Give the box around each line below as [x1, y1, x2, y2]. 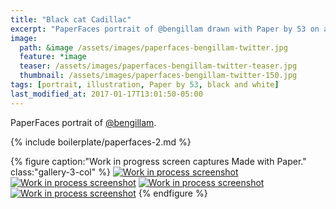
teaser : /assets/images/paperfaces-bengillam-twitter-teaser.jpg [19, 61, 298, 71]
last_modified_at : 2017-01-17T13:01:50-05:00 [10, 89, 203, 99]
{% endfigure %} [138, 187, 208, 199]
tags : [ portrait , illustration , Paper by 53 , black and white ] [10, 80, 280, 90]
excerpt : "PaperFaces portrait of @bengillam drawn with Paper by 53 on [10, 24, 320, 34]
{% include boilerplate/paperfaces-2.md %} [10, 136, 192, 148]
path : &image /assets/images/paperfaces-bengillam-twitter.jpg [19, 42, 288, 53]
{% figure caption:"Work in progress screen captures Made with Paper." [10, 155, 307, 167]
